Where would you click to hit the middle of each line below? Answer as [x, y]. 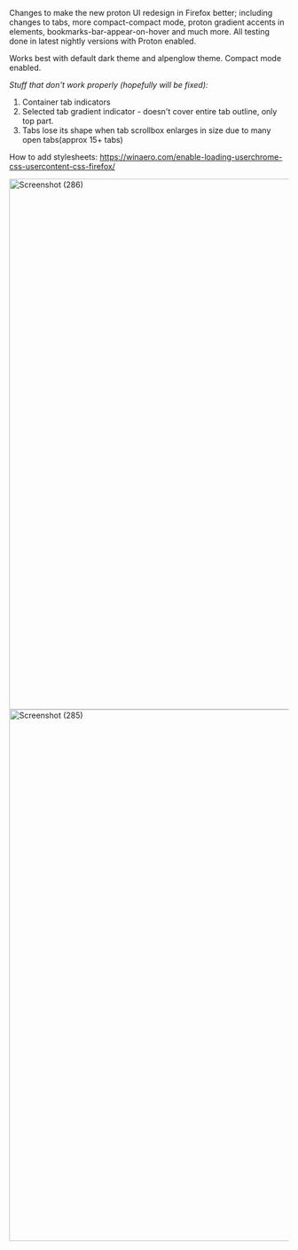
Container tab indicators [66, 102]
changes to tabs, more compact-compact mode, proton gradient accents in [147, 22]
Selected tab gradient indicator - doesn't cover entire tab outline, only [149, 111]
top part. [38, 121]
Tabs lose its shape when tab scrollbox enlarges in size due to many [146, 130]
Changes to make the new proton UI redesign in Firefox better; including [141, 13]
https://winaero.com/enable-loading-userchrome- [191, 157]
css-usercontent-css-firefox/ [62, 166]
